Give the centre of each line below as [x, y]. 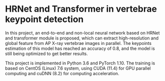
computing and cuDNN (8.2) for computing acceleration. [62, 73]
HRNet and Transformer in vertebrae [81, 9]
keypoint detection [44, 19]
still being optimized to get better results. [47, 53]
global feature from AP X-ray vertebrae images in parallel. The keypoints [78, 43]
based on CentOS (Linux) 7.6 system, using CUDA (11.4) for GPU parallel [78, 68]
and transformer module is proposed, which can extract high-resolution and [82, 38]
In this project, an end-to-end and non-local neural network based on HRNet [82, 33]
